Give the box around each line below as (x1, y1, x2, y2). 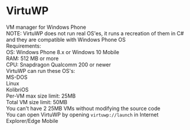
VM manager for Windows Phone (6, 24, 86, 31)
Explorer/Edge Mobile (6, 117, 59, 124)
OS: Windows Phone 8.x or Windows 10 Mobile (6, 48, 120, 55)
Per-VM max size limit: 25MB (6, 92, 76, 99)
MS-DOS (6, 74, 28, 81)
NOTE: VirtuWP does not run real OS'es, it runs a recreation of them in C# (6, 29, 184, 36)
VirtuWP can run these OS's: (6, 67, 75, 74)
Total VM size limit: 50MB (6, 98, 67, 105)
